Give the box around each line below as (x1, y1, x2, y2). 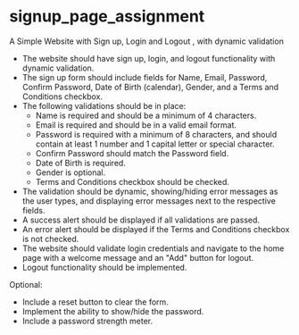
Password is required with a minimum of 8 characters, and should (35, 129, 278, 139)
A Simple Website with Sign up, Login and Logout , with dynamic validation (9, 36, 284, 46)
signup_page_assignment (9, 6, 205, 27)
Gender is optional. (35, 167, 106, 178)
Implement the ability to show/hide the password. (21, 306, 204, 316)
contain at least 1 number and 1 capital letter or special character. (35, 138, 275, 149)
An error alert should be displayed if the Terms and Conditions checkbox (21, 223, 290, 234)
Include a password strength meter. (21, 315, 154, 326)
